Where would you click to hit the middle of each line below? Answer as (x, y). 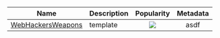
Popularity (152, 13)
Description (109, 13)
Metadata (193, 13)
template (103, 25)
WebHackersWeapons (47, 25)
